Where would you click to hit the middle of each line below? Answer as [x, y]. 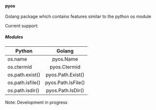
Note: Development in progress [36, 102]
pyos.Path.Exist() [65, 75]
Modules [14, 37]
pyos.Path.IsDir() [65, 91]
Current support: [22, 26]
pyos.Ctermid [65, 67]
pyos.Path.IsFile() [65, 82]
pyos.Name [65, 59]
